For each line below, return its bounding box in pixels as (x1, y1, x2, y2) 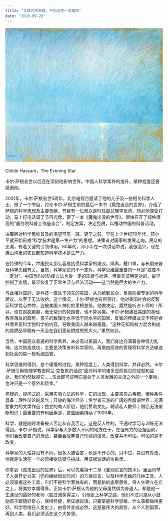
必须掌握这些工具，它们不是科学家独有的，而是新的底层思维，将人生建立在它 (5, 479, 163, 485)
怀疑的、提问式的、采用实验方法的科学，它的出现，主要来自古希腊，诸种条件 (5, 391, 163, 397)
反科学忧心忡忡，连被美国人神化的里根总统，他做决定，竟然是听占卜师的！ (5, 302, 158, 308)
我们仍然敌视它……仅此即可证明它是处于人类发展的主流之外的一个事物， (13, 374, 162, 380)
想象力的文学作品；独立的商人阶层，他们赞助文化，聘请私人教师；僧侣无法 (5, 404, 158, 410)
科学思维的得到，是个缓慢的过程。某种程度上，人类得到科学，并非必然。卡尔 (5, 362, 163, 368)
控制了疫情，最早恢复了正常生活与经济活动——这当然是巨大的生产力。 (5, 279, 150, 285)
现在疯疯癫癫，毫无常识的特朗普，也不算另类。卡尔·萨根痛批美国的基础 (13, 309, 160, 315)
